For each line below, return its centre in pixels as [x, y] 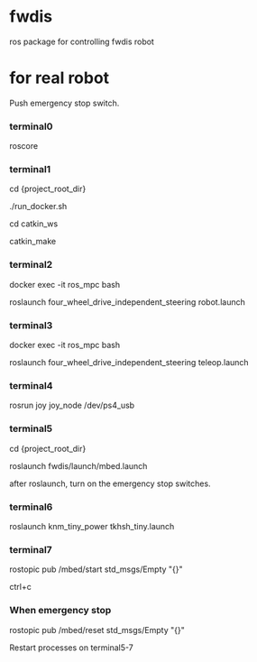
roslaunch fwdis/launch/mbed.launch [78, 465]
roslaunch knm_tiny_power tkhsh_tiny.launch [92, 526]
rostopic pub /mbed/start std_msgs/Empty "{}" [96, 569]
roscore [24, 146]
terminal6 [31, 507]
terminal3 [31, 325]
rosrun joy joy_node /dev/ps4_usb [72, 405]
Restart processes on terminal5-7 [71, 648]
